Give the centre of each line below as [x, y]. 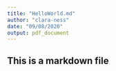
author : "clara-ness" [38, 20]
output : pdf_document [38, 33]
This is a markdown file [58, 60]
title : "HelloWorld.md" [41, 13]
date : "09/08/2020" [35, 26]
